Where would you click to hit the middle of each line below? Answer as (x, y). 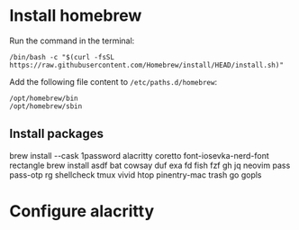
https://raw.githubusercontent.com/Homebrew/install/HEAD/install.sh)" (146, 65)
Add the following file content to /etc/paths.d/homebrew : (113, 81)
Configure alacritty (82, 211)
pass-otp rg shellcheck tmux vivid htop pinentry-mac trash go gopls (136, 175)
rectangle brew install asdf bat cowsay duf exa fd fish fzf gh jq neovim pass (150, 165)
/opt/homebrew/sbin (46, 106)
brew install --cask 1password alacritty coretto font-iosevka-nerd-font (140, 155)
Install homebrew (76, 16)
